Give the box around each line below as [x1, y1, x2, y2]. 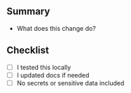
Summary [6, 6, 50, 17]
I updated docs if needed [16, 71, 90, 79]
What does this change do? [16, 24, 96, 32]
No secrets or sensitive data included [16, 78, 125, 87]
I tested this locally [16, 63, 71, 71]
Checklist [6, 45, 50, 57]
